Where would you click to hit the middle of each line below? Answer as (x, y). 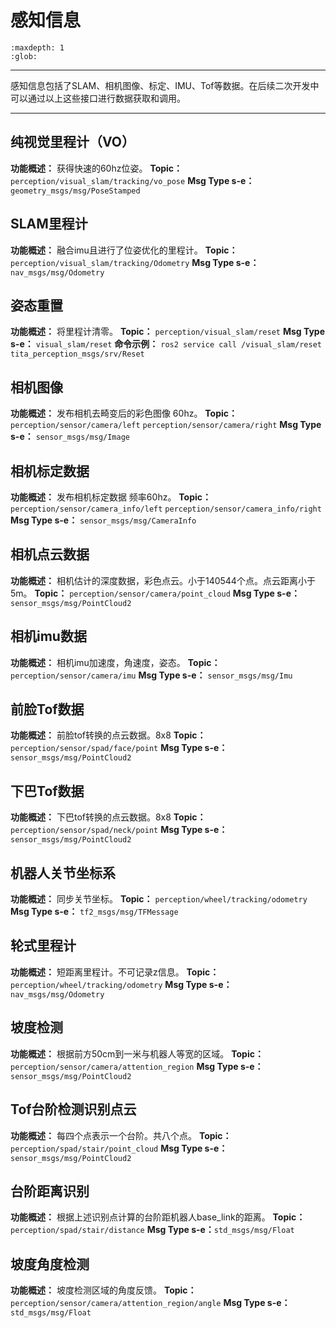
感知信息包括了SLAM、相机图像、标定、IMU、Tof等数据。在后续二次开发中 (165, 85)
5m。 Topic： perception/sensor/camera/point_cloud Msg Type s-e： (155, 593)
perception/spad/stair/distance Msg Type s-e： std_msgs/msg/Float (152, 1230)
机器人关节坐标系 (63, 872)
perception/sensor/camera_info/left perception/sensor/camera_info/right (166, 509)
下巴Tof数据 (47, 791)
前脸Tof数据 (47, 709)
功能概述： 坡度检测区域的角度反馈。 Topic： (103, 1290)
